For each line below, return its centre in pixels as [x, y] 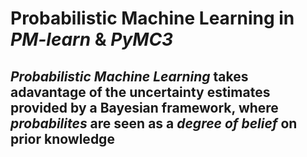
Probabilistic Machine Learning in [152, 18]
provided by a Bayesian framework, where [144, 107]
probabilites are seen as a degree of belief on [154, 123]
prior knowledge [62, 138]
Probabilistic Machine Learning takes [129, 76]
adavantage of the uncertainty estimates [140, 92]
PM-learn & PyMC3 [92, 39]
